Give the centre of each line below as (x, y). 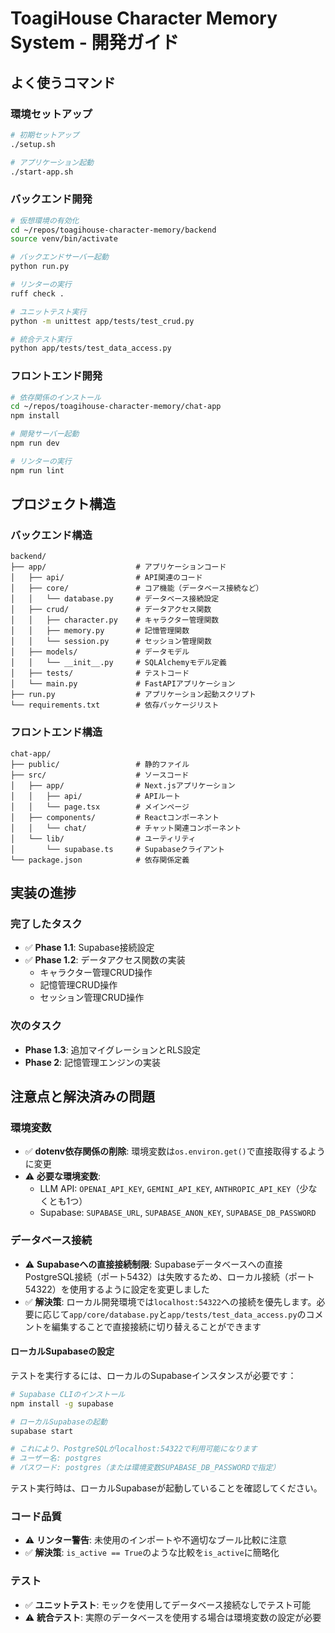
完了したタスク (46, 924)
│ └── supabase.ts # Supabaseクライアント (117, 849)
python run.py (40, 267)
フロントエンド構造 (56, 732)
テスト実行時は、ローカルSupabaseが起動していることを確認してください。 (166, 1488)
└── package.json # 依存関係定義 (100, 860)
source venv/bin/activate (64, 239)
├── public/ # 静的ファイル (100, 764)
